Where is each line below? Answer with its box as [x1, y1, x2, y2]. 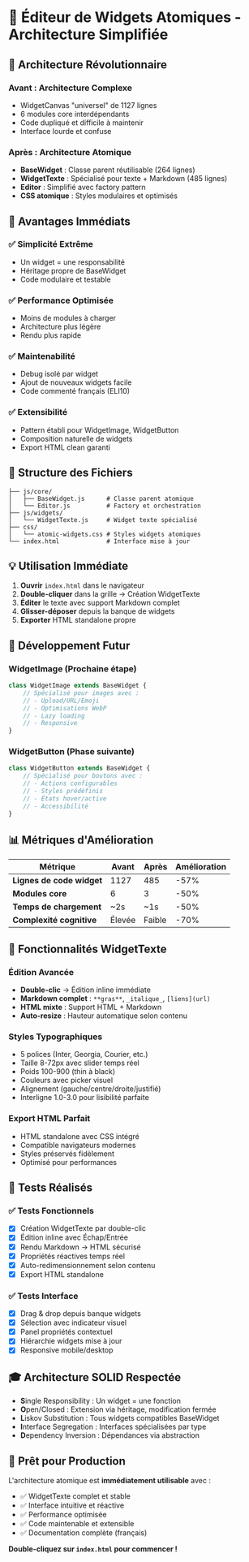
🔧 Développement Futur [8, 638, 131, 653]
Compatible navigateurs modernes [19, 1140, 136, 1150]
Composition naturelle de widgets [19, 434, 133, 443]
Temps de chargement [12, 901, 102, 913]
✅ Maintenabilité [8, 351, 75, 362]
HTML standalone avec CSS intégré [19, 1131, 140, 1141]
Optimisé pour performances [19, 1157, 118, 1167]
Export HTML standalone [19, 1269, 104, 1279]
